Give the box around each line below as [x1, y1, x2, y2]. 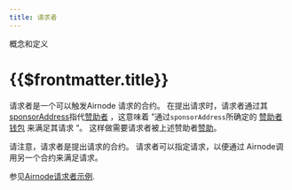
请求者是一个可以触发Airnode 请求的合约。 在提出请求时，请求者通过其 [9, 100, 268, 110]
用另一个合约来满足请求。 [9, 152, 103, 163]
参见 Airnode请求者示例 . [9, 171, 96, 181]
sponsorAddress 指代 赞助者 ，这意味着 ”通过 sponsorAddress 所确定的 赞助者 [9, 111, 283, 122]
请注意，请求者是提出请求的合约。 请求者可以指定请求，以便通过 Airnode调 [9, 141, 284, 151]
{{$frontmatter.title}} [9, 70, 170, 89]
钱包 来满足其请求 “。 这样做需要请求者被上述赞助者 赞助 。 [9, 122, 222, 133]
